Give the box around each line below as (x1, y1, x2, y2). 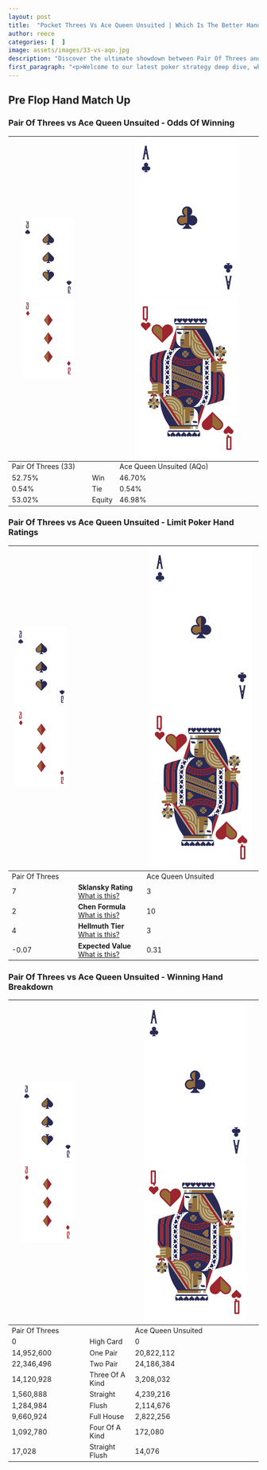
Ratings (8, 527, 39, 538)
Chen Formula (78, 902, 126, 912)
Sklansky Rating (78, 882, 133, 892)
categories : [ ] (8, 38, 66, 46)
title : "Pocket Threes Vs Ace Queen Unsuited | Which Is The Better (8, 21, 244, 29)
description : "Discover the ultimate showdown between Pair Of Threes (8, 55, 247, 63)
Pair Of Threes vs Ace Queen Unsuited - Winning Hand (8, 972, 224, 983)
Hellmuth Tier (78, 921, 125, 931)
